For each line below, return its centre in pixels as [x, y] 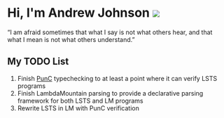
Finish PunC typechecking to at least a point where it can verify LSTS [117, 78]
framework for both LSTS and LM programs [80, 101]
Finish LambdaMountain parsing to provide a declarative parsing [110, 93]
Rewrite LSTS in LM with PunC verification [78, 108]
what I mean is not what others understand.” [71, 39]
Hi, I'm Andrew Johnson [79, 13]
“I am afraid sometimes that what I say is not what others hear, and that [110, 32]
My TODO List [38, 62]
